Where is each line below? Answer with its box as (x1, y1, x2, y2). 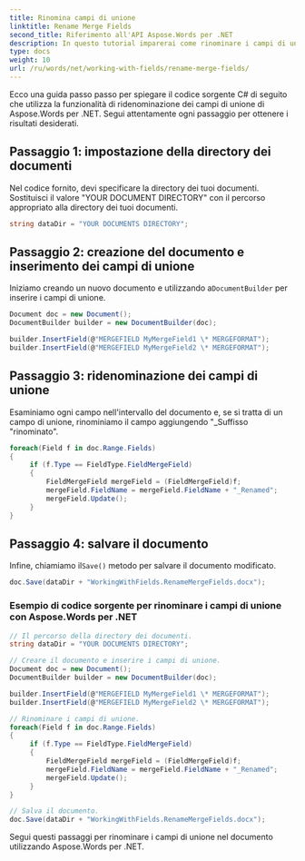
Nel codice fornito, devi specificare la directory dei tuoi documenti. (9, 183, 260, 193)
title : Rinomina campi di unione (9, 13, 136, 23)
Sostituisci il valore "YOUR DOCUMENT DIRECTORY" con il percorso (9, 192, 266, 203)
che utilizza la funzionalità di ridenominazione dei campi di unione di (9, 98, 265, 109)
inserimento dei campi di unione (9, 258, 195, 273)
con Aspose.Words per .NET (9, 610, 138, 623)
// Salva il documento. (9, 807, 100, 816)
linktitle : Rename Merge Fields (9, 22, 132, 31)
